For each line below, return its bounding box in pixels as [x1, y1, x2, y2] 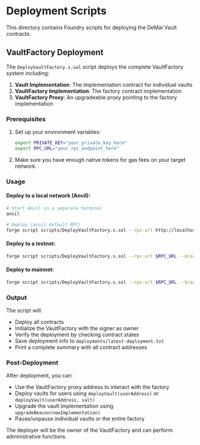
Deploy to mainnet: [6, 266, 55, 273]
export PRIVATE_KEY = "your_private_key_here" [14, 140, 127, 146]
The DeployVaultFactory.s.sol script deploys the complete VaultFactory [6, 63, 183, 70]
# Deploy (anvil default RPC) [6, 221, 82, 227]
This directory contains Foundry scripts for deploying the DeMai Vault [6, 24, 177, 31]
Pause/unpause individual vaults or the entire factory [14, 415, 145, 422]
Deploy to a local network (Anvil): [6, 192, 90, 199]
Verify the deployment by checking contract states [14, 331, 139, 338]
